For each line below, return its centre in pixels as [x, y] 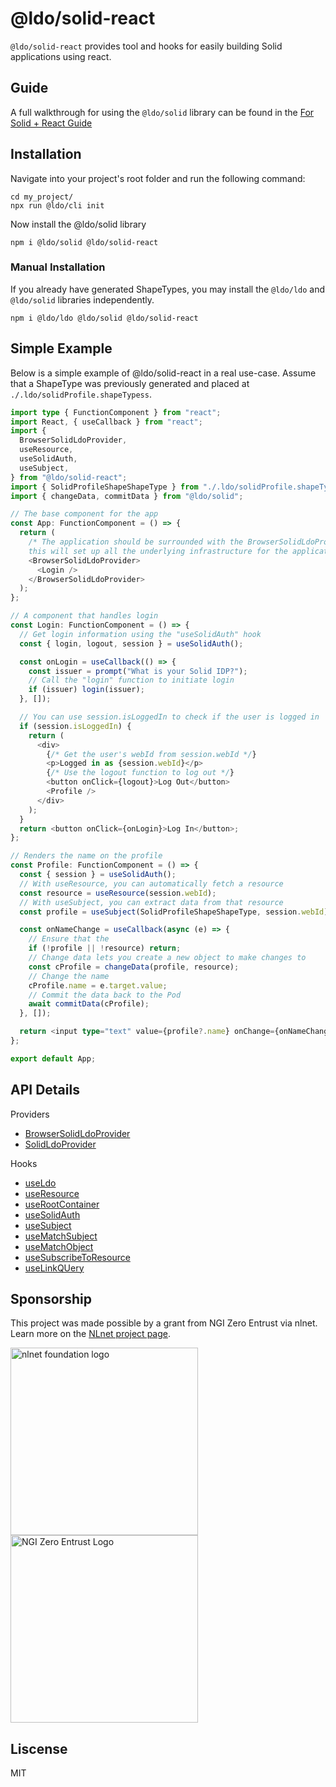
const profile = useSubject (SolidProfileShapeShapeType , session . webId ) [174, 912]
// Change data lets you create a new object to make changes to [167, 958]
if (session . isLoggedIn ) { [75, 726]
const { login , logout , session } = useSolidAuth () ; [131, 643]
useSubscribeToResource [77, 1257]
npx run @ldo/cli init [57, 205]
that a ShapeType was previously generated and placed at [130, 383]
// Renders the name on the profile [86, 856]
